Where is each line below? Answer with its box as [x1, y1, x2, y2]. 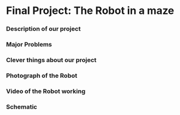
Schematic [6, 103, 37, 111]
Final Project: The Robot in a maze [6, 4, 174, 17]
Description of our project [6, 25, 81, 33]
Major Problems [6, 41, 53, 49]
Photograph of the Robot [6, 71, 78, 80]
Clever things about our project [6, 56, 97, 64]
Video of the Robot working [6, 87, 86, 95]
